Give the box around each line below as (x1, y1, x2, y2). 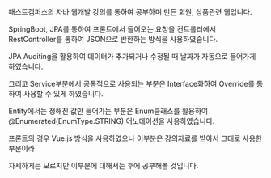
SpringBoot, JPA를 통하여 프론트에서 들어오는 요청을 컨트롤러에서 (8, 24, 217, 34)
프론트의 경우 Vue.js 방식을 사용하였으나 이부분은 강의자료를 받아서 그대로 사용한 (8, 133, 263, 143)
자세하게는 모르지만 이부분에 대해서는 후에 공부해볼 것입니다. (8, 161, 199, 170)
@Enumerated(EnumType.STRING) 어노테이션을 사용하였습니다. (8, 117, 215, 125)
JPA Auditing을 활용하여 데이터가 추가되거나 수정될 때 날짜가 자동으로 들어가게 (8, 52, 256, 61)
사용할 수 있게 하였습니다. (23, 89, 104, 99)
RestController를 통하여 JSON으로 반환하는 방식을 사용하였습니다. (8, 35, 218, 44)
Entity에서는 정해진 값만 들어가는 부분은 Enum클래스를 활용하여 (8, 106, 209, 116)
